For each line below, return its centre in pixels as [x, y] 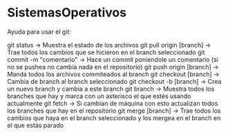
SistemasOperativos [67, 13]
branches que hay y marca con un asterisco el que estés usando [99, 96]
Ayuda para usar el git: [39, 32]
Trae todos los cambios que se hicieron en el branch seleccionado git [106, 52]
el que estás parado [36, 125]
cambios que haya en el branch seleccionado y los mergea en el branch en [114, 117]
